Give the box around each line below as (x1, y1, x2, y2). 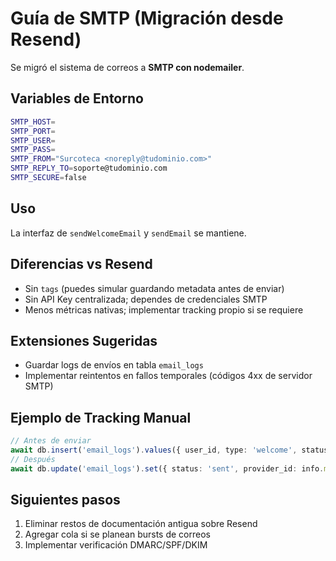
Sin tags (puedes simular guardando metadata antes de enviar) (24, 282, 285, 294)
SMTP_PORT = (10, 126, 56, 136)
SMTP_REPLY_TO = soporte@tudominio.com (10, 163, 168, 174)
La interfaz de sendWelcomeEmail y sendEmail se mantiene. (10, 227, 247, 239)
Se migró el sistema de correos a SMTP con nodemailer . (10, 61, 245, 73)
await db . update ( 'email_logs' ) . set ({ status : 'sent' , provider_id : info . (10, 463, 325, 474)
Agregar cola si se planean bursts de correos (24, 528, 211, 541)
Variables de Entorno (10, 90, 144, 107)
